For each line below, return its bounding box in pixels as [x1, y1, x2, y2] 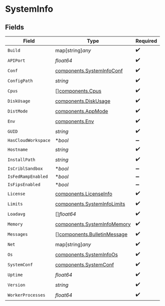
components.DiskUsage [55, 97, 110, 104]
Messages [7, 231, 28, 237]
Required [135, 38, 157, 44]
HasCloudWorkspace [7, 138, 51, 143]
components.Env [55, 118, 94, 125]
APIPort [7, 57, 26, 63]
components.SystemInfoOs [55, 251, 118, 258]
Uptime [7, 272, 23, 278]
